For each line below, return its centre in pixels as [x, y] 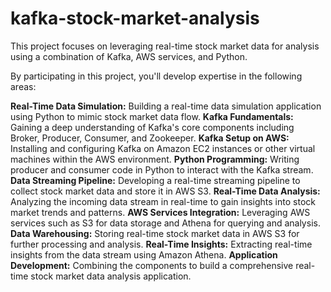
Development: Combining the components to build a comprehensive [152, 265]
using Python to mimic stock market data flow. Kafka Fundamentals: [152, 116]
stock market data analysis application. [111, 276]
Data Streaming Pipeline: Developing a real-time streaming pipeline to [155, 180]
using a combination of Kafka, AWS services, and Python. [129, 56]
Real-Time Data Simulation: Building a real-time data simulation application [166, 106]
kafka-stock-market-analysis [135, 18]
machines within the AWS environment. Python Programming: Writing [155, 159]
